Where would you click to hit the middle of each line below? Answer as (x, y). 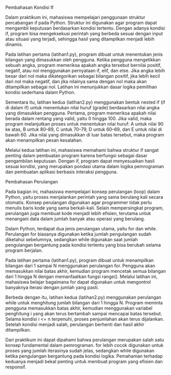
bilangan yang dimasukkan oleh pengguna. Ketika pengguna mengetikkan (83, 60)
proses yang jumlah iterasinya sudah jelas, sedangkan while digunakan (80, 350)
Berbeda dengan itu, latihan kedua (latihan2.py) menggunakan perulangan (83, 297)
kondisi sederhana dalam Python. (40, 92)
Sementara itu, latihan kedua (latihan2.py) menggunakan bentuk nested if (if (85, 102)
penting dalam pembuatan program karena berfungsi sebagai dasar (76, 156)
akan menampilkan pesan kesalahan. (44, 140)
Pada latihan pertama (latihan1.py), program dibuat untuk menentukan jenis (84, 54)
